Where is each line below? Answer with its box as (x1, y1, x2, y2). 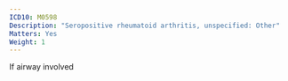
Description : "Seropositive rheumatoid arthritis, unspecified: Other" (9, 21, 280, 30)
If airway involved (9, 62, 74, 72)
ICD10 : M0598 (9, 12, 58, 22)
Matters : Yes (9, 29, 58, 38)
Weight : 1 (9, 37, 46, 47)
